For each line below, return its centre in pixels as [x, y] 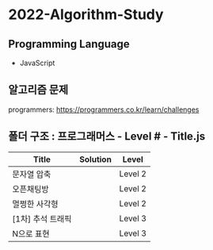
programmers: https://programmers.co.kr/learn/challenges [104, 110]
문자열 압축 [32, 174]
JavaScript [37, 63]
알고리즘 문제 [38, 90]
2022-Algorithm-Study [86, 15]
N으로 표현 [31, 233]
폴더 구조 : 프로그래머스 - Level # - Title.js [107, 137]
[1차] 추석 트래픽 [42, 218]
